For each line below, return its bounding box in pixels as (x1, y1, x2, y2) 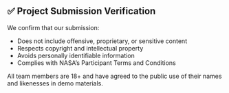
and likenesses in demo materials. (7, 79, 103, 88)
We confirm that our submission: (7, 23, 100, 31)
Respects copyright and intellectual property (17, 44, 144, 52)
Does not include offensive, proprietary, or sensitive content (17, 37, 188, 45)
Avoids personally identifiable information (17, 51, 135, 59)
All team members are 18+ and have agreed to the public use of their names (7, 72, 222, 80)
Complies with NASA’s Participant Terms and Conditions (17, 58, 177, 67)
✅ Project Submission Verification (7, 5, 156, 17)
